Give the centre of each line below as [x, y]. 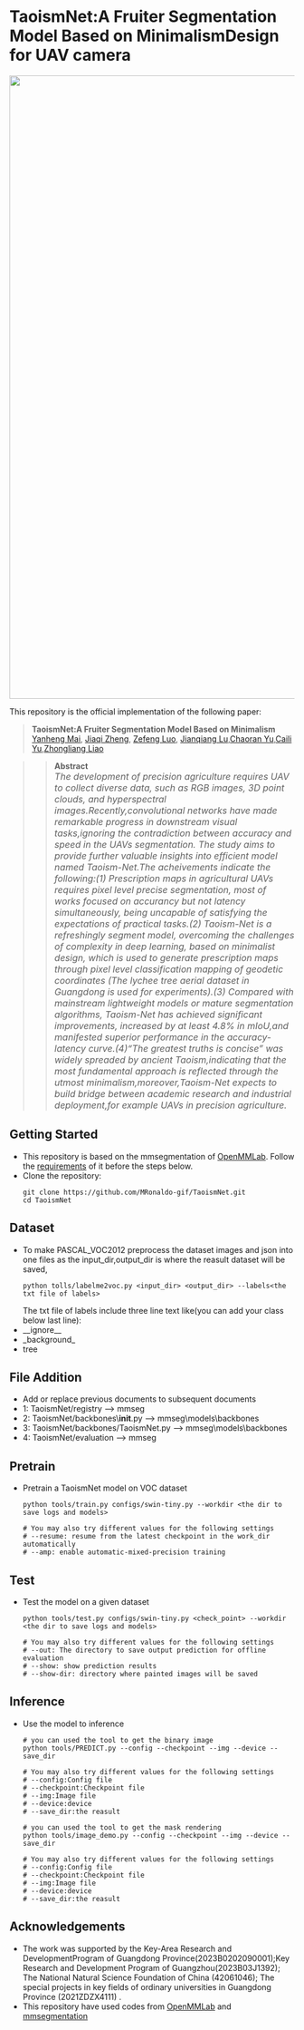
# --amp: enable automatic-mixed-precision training [124, 1552]
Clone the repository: [62, 1175]
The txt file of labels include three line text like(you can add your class [153, 1310]
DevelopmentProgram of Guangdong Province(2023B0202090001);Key [156, 1958]
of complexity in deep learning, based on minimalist [165, 947]
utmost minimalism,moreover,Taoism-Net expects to [166, 1083]
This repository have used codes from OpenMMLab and [127, 2006]
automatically [49, 1544]
